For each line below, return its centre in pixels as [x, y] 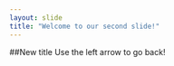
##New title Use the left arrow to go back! [87, 52]
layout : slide [36, 18]
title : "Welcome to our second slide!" [85, 26]
